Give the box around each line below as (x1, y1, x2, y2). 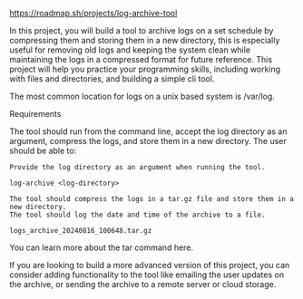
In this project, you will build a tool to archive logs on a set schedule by (9, 25, 274, 35)
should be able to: (9, 145, 77, 156)
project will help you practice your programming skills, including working (9, 63, 281, 74)
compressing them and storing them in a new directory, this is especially (9, 35, 280, 45)
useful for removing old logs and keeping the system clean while (9, 44, 251, 55)
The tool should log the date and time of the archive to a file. (9, 210, 266, 219)
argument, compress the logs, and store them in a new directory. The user (9, 136, 288, 146)
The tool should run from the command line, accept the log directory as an (9, 126, 288, 137)
